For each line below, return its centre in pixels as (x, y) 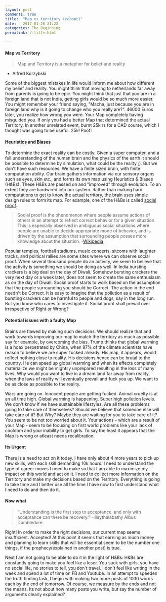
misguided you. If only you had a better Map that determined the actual (77, 120)
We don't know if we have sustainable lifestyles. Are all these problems (77, 404)
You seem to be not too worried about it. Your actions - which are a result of (83, 420)
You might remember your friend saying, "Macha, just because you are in (80, 104)
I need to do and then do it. (33, 490)
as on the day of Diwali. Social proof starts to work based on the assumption (83, 282)
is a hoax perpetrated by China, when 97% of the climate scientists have (79, 347)
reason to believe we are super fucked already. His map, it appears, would (81, 352)
